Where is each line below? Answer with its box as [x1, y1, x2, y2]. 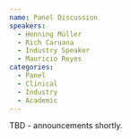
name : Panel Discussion [9, 12, 99, 22]
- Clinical [17, 79, 58, 88]
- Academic [17, 95, 58, 105]
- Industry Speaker [17, 46, 91, 55]
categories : [9, 63, 54, 72]
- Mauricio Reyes [17, 54, 83, 63]
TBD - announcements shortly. [9, 120, 123, 131]
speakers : [9, 21, 47, 30]
